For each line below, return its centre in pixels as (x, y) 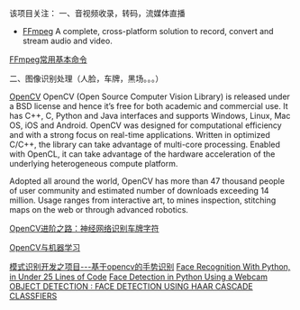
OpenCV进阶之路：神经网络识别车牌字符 (84, 228)
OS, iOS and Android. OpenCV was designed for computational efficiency (145, 125)
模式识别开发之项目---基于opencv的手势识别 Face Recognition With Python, (150, 267)
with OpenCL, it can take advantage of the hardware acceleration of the (142, 154)
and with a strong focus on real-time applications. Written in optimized (140, 135)
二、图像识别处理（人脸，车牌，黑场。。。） (86, 78)
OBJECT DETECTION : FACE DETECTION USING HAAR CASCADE (132, 286)
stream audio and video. (67, 41)
